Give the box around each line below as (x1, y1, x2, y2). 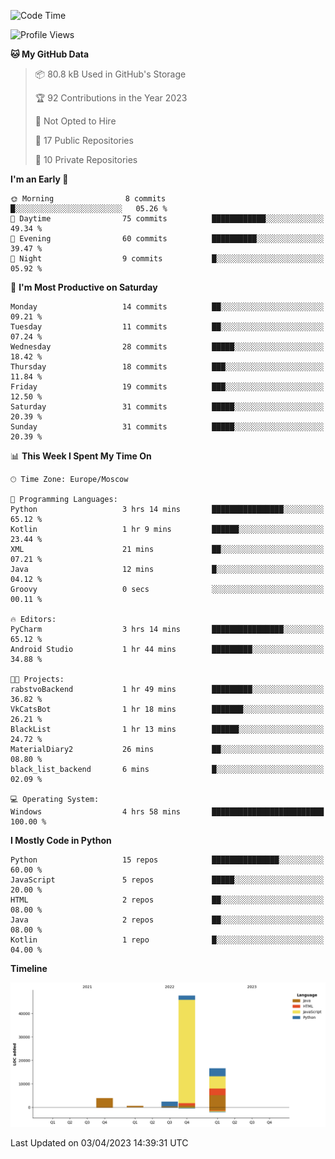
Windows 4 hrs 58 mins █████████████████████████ (10, 807, 325, 817)
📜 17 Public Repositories (34, 135, 134, 146)
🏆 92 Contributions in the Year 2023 (34, 92, 188, 104)
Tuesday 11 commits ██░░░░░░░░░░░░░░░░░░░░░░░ (10, 322, 325, 332)
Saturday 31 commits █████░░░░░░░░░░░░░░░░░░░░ (10, 402, 325, 412)
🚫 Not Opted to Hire (34, 115, 117, 127)
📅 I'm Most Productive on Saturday (10, 281, 158, 293)
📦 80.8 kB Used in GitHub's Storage (34, 68, 187, 80)
